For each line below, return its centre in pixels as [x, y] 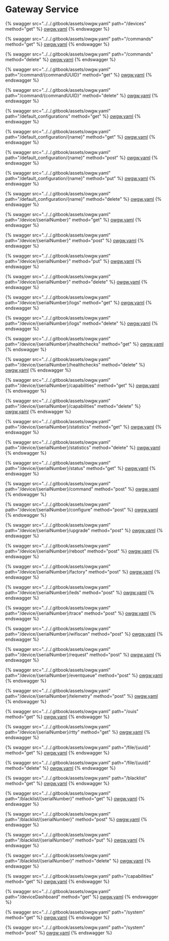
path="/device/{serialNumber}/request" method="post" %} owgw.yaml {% [83, 655]
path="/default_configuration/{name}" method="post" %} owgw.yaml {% [82, 158]
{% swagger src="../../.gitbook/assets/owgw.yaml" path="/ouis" [72, 711]
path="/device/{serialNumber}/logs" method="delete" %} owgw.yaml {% [82, 323]
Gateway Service [42, 9]
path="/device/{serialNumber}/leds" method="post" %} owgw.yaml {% [80, 592]
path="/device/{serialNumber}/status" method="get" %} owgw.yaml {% [81, 468]
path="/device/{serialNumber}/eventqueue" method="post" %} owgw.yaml [84, 675]
